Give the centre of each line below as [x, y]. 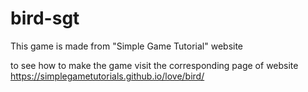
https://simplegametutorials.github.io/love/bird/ [107, 76]
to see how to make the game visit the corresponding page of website [154, 65]
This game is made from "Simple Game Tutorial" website [127, 46]
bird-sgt [45, 18]
